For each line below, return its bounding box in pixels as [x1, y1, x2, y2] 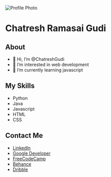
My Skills [5, 82, 35, 90]
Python [12, 95, 28, 101]
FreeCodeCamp [12, 155, 46, 162]
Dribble [12, 166, 28, 172]
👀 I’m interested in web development [12, 61, 89, 67]
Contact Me [5, 131, 43, 140]
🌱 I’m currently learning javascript [12, 67, 83, 73]
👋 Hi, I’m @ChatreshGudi [12, 56, 65, 62]
